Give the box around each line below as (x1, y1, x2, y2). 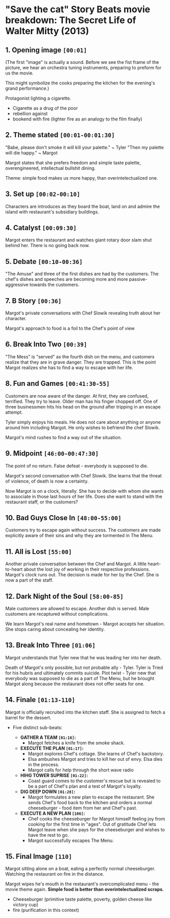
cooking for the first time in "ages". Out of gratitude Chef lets (28, 821, 157, 827)
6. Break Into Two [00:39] (5, 340, 87, 349)
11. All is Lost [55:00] (5, 547, 72, 556)
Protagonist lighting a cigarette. (5, 95, 71, 101)
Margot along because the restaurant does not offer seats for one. (5, 681, 144, 687)
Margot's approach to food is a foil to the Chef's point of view (5, 325, 135, 331)
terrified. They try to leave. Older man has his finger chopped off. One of (5, 398, 158, 404)
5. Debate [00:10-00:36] (5, 257, 83, 266)
